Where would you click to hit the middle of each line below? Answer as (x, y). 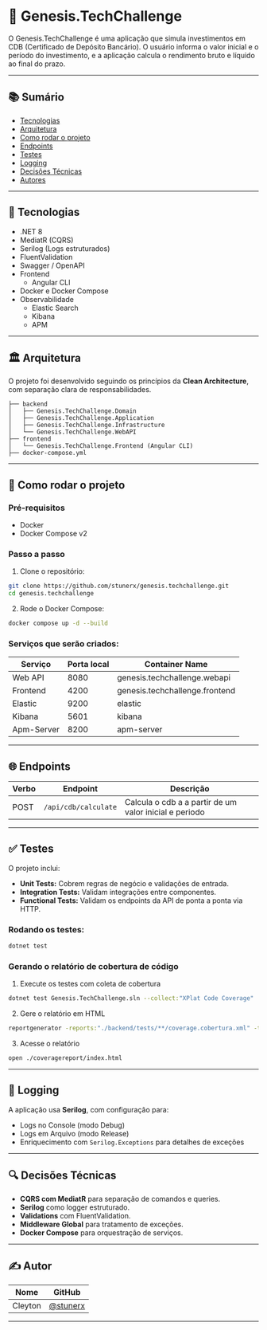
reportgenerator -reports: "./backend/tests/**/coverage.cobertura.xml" (129, 1028)
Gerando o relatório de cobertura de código (93, 966)
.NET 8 (31, 231)
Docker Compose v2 (53, 534)
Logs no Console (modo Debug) (72, 1125)
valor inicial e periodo (164, 812)
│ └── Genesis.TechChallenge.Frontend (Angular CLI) (101, 446)
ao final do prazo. (37, 64)
